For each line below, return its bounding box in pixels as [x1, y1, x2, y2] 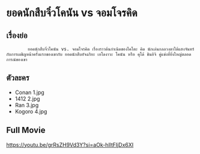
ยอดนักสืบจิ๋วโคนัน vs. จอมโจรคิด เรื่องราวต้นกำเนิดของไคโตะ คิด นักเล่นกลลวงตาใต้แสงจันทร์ [28, 46, 195, 52]
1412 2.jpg [14, 95, 40, 102]
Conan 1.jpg [14, 89, 45, 96]
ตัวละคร [6, 73, 30, 83]
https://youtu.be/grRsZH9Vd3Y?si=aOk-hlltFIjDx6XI [6, 141, 134, 148]
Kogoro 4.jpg [14, 108, 47, 115]
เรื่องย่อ [6, 30, 28, 40]
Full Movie [6, 125, 46, 135]
